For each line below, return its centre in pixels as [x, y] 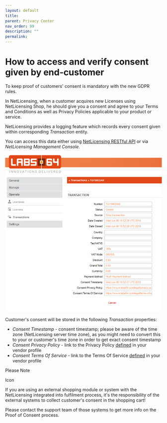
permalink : [16, 37]
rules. [11, 91]
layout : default [22, 10]
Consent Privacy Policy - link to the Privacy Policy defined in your [79, 345]
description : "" [22, 32]
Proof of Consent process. [32, 415]
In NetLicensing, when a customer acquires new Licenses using [70, 101]
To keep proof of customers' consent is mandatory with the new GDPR [78, 86]
